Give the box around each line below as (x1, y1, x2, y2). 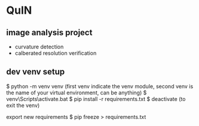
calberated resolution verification (14, 50, 97, 57)
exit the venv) (6, 102, 40, 109)
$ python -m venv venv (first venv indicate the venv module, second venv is (6, 82, 194, 90)
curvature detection (14, 43, 64, 50)
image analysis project (6, 27, 93, 38)
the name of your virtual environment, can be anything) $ (6, 89, 147, 96)
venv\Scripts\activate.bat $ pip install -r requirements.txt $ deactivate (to (6, 95, 186, 102)
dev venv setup (6, 67, 65, 77)
